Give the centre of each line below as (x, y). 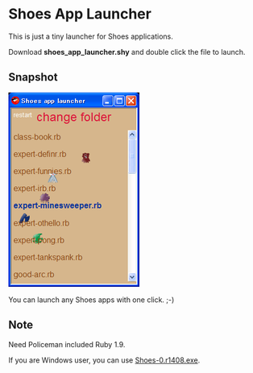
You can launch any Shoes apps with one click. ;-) (91, 300)
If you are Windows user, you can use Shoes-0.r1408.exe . (104, 360)
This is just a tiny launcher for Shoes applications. (91, 36)
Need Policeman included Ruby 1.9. (67, 344)
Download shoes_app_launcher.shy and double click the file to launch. (127, 52)
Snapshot (33, 77)
